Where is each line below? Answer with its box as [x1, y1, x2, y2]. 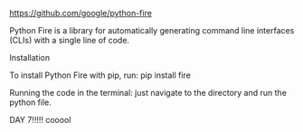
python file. [9, 97, 52, 108]
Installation [9, 52, 51, 62]
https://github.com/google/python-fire [9, 8, 152, 18]
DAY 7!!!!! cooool [9, 115, 71, 125]
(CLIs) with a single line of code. [9, 35, 129, 45]
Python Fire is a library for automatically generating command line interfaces [9, 25, 295, 35]
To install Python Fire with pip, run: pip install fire [9, 70, 192, 80]
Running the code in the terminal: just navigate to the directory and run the [9, 88, 288, 98]
